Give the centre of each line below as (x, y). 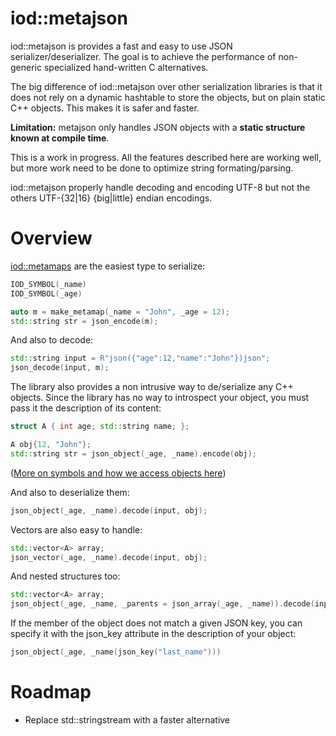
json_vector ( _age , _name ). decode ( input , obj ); (109, 557)
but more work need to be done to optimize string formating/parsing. (152, 168)
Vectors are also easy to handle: (76, 529)
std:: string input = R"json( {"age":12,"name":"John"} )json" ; (140, 358)
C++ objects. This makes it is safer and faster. (105, 108)
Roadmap (51, 692)
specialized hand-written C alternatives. (126, 67)
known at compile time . (60, 138)
